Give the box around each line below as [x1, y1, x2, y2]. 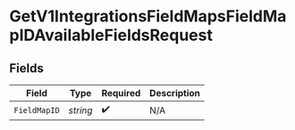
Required [101, 87, 141, 99]
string [68, 104, 93, 117]
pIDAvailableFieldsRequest [9, 25, 213, 45]
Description [148, 87, 201, 99]
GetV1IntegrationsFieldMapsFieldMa [9, 6, 287, 27]
